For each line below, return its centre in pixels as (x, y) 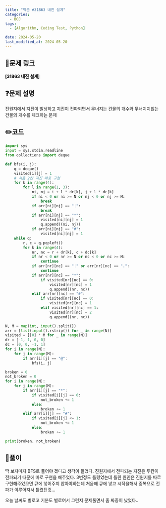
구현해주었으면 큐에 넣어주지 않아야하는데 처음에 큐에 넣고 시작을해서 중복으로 (80, 483)
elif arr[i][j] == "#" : (47, 414)
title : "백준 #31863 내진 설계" (35, 10)
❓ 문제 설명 (20, 93)
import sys (16, 146)
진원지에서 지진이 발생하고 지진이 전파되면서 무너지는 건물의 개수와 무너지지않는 (82, 109)
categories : (17, 14)
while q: (23, 238)
